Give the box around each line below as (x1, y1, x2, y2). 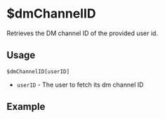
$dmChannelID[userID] (6, 68, 70, 75)
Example (6, 101, 46, 113)
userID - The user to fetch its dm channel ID (16, 80, 144, 89)
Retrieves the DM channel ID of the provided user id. (6, 29, 159, 37)
